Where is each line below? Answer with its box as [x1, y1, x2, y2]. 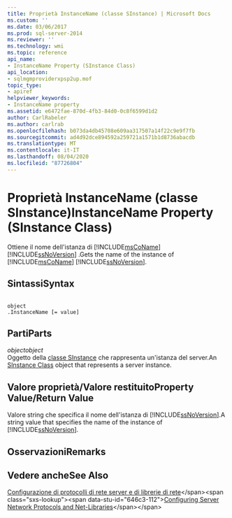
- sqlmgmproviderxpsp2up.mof [7, 75, 92, 82]
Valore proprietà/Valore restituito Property [7, 381, 194, 393]
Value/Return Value [7, 392, 94, 404]
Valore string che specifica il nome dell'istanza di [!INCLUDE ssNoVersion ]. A [7, 410, 226, 419]
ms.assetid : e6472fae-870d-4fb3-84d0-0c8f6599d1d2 [7, 108, 158, 115]
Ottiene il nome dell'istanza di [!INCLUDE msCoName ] [7, 243, 161, 251]
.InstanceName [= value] [7, 308, 80, 315]
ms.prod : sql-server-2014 [7, 29, 82, 37]
